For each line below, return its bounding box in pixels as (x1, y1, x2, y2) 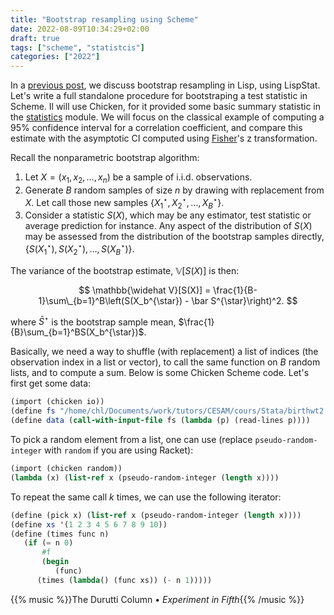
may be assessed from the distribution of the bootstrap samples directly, (24, 231, 325, 243)
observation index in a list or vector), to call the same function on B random (10, 356, 321, 368)
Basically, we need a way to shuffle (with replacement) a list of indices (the (10, 346, 319, 358)
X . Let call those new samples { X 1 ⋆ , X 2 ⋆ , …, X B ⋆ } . (24, 194, 225, 211)
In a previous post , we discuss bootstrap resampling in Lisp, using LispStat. (10, 79, 321, 91)
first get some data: (10, 377, 92, 390)
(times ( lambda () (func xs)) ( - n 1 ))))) (36, 575, 213, 585)
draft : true (10, 33, 60, 43)
